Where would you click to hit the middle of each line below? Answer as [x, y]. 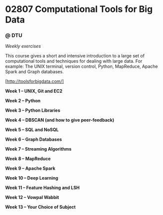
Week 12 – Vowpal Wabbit [32, 198]
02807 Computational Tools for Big [79, 9]
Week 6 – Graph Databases [34, 139]
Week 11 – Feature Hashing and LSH [42, 188]
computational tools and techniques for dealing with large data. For [74, 61]
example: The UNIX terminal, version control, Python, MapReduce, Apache [81, 66]
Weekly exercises [23, 46]
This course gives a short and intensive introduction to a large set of [75, 56]
